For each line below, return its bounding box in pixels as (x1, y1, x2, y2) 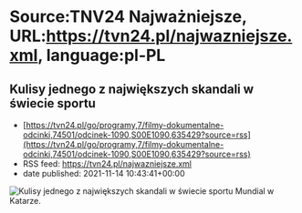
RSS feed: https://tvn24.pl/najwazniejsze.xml (22, 158, 193, 169)
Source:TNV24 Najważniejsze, (9, 6, 247, 27)
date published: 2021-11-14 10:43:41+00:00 (22, 168, 185, 178)
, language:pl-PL (37, 46, 166, 66)
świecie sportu (9, 96, 96, 111)
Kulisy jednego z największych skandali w (9, 81, 254, 96)
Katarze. (9, 196, 41, 206)
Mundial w (234, 186, 275, 197)
